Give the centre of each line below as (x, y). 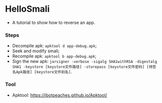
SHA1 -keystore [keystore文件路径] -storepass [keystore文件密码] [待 (82, 67)
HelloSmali (27, 9)
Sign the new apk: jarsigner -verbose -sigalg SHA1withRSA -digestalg (85, 62)
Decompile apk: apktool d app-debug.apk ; (54, 46)
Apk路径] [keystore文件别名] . (44, 72)
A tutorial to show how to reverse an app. (54, 22)
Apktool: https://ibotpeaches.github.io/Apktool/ (60, 95)
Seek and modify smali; (36, 51)
